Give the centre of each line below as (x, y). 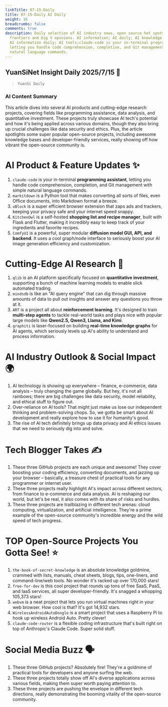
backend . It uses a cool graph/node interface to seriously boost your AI (86, 238)
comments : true (21, 29)
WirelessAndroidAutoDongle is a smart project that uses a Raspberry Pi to (87, 613)
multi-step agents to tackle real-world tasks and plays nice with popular (87, 315)
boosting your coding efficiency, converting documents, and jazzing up (86, 473)
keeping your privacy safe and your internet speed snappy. (73, 211)
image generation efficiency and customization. (61, 243)
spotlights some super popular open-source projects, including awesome (81, 134)
